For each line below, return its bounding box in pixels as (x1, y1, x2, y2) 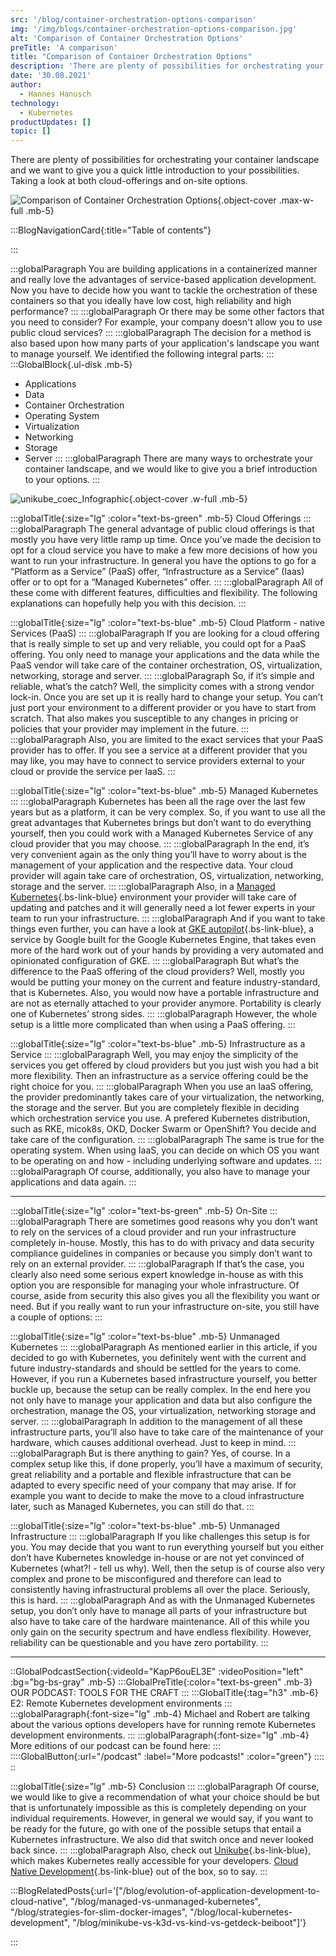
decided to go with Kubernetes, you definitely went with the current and (10, 1352, 307, 1364)
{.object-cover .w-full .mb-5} (128, 493, 248, 505)
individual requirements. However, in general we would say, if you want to (10, 1812, 314, 1825)
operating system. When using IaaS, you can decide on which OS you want (10, 1144, 320, 1156)
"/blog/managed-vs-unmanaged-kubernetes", (70, 1896, 261, 1908)
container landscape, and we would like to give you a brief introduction (24, 463, 318, 475)
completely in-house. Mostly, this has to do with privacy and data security (10, 1237, 315, 1249)
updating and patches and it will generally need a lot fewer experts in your (10, 902, 316, 914)
